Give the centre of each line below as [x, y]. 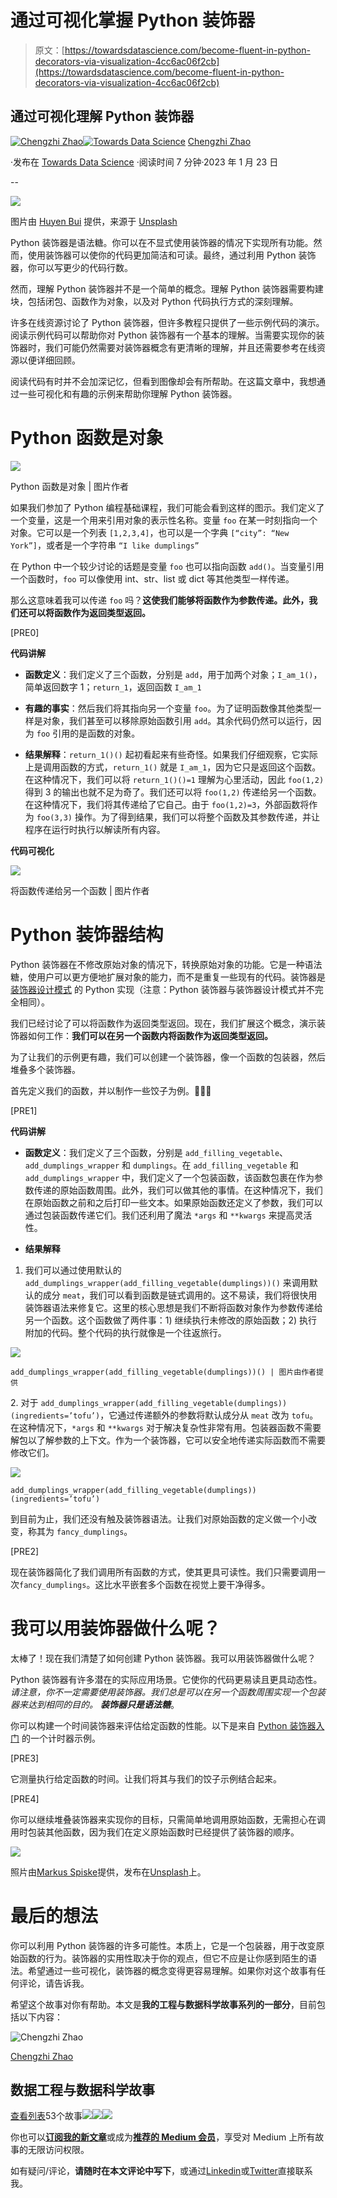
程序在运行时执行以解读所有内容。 [95, 829]
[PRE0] [25, 632]
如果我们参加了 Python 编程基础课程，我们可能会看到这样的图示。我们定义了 [167, 507]
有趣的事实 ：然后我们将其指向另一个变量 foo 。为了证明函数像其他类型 [168, 708]
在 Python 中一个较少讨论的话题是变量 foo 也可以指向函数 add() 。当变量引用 [167, 566]
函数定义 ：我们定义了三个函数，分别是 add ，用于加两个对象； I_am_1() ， [173, 674]
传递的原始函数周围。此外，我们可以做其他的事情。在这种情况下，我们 [178, 1190]
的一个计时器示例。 [61, 1738]
